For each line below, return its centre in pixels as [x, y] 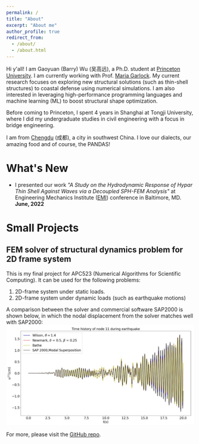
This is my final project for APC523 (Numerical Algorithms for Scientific [94, 273]
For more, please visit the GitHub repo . [54, 434]
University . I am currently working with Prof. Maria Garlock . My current [93, 75]
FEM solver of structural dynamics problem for [95, 250]
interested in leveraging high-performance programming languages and [94, 94]
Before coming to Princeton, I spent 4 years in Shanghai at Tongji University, [100, 112]
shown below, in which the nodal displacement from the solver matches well [100, 316]
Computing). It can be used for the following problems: [74, 280]
